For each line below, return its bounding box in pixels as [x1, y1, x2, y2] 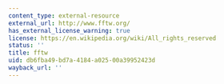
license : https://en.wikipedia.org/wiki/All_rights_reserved [8, 34, 217, 42]
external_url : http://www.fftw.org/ [8, 19, 130, 27]
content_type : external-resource [8, 11, 120, 20]
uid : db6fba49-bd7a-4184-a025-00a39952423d [8, 57, 156, 65]
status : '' [8, 42, 45, 50]
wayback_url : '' [8, 64, 62, 72]
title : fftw [8, 49, 48, 57]
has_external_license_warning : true [8, 26, 130, 34]
